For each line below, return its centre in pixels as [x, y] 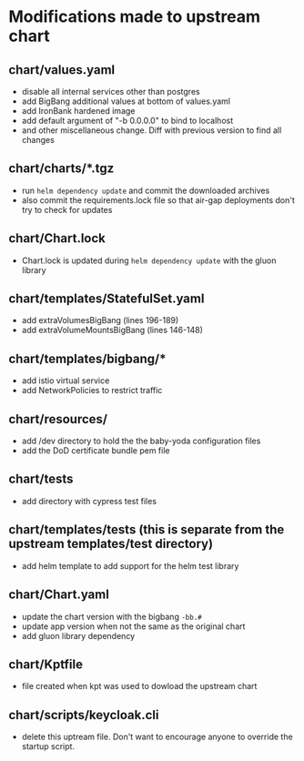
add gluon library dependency [78, 635]
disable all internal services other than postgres [111, 91]
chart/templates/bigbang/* [87, 358]
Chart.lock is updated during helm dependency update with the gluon [149, 260]
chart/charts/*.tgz [61, 169]
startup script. [48, 746]
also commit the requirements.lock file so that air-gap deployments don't [158, 200]
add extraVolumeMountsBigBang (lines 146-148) [112, 330]
